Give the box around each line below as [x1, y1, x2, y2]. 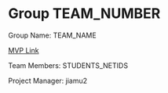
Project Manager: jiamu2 [8, 76, 88, 85]
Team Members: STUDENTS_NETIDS [8, 60, 128, 70]
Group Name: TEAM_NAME [8, 30, 97, 40]
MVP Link [8, 45, 39, 55]
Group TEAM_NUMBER [8, 5, 161, 23]
